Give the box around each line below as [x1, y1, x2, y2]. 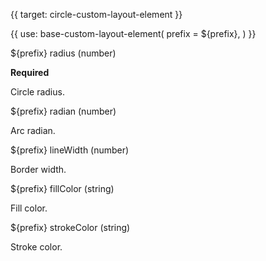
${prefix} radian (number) [10, 105, 117, 117]
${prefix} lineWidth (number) [10, 144, 130, 156]
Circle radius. [10, 86, 65, 98]
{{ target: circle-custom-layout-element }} [10, 9, 183, 20]
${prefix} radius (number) [10, 47, 117, 59]
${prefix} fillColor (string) [10, 183, 115, 194]
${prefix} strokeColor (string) [10, 222, 131, 233]
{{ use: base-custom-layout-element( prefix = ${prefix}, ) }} [10, 28, 257, 39]
